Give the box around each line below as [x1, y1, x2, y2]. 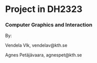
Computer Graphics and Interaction [5, 21, 93, 28]
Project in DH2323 [5, 3, 83, 15]
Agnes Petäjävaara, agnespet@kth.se [5, 52, 82, 58]
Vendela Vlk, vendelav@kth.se [5, 42, 68, 48]
